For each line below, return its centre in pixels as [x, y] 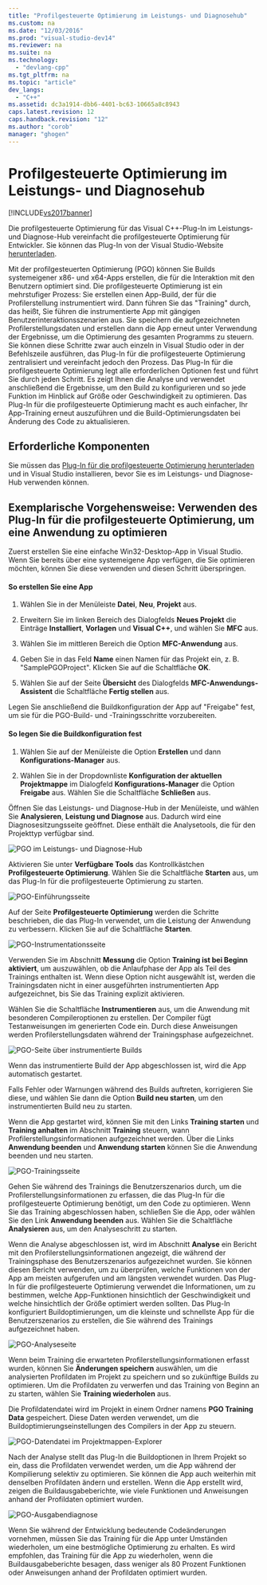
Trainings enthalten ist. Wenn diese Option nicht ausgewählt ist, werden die [132, 976]
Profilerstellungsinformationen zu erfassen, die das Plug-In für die [117, 1195]
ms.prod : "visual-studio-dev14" [62, 38]
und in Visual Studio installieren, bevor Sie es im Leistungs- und [113, 474]
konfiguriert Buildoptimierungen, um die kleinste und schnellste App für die [132, 1312]
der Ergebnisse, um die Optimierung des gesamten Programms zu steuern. [131, 336]
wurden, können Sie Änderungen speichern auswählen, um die [113, 1368]
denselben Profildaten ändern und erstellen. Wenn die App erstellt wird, [126, 1482]
